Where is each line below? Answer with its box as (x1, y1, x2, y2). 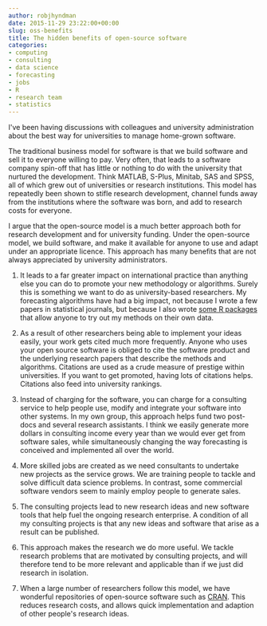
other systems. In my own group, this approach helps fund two (19, 411, 226, 421)
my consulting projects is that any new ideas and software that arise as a (19, 519, 260, 529)
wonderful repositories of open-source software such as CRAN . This (19, 592, 245, 602)
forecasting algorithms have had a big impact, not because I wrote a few (19, 296, 257, 305)
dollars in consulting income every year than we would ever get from (19, 428, 245, 439)
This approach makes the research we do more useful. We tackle (19, 543, 234, 553)
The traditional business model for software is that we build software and (8, 147, 249, 156)
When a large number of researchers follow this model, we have (19, 584, 230, 593)
